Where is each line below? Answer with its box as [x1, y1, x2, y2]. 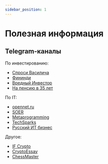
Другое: [5, 134, 22, 140]
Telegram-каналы [5, 47, 62, 56]
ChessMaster [12, 153, 39, 159]
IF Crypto [12, 143, 31, 149]
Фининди [12, 75, 31, 81]
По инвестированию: [5, 60, 49, 66]
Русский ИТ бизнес [12, 124, 52, 130]
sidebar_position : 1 [5, 7, 47, 12]
